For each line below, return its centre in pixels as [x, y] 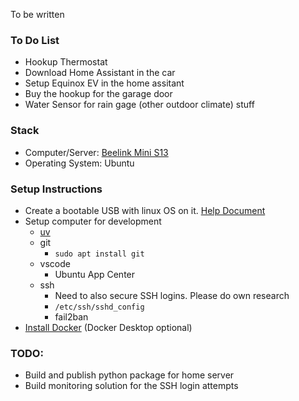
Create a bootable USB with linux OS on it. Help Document [145, 210]
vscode [55, 263]
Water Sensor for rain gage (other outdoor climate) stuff [139, 105]
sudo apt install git [99, 254]
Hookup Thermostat [66, 62]
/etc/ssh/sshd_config [99, 307]
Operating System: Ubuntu [79, 163]
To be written [37, 14]
